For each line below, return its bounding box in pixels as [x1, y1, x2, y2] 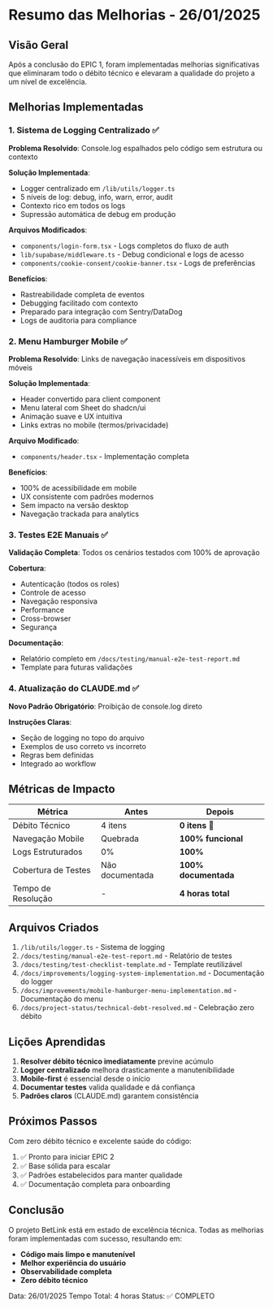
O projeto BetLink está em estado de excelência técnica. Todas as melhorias [8, 1224, 264, 1234]
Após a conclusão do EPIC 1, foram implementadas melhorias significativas [8, 59, 260, 69]
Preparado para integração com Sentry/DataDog [19, 306, 183, 316]
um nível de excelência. [8, 77, 88, 86]
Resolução [12, 893, 53, 904]
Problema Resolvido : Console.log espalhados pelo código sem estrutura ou [8, 143, 262, 153]
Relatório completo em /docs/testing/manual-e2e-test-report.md [19, 654, 240, 664]
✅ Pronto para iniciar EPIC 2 [19, 1151, 115, 1161]
